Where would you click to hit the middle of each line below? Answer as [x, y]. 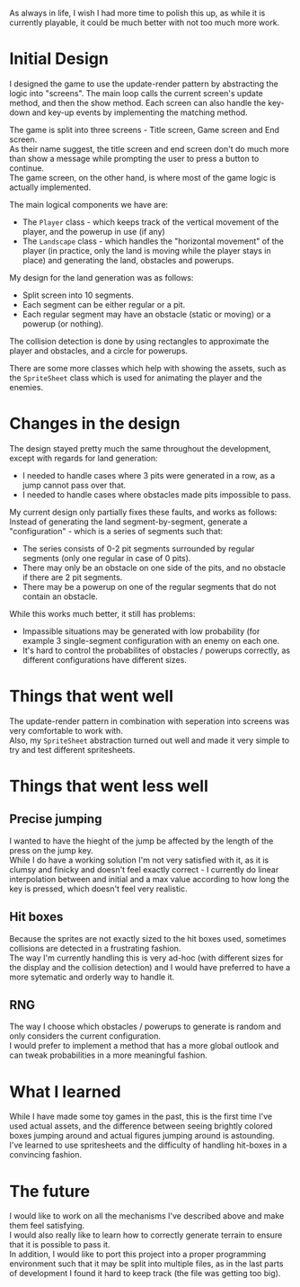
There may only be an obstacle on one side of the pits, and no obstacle [154, 568]
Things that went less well [109, 786]
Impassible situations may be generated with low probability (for [141, 631]
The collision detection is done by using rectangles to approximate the [139, 341]
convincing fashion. [46, 1155]
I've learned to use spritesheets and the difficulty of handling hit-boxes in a [148, 1145]
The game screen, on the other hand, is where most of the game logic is [143, 177]
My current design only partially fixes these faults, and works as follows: [143, 512]
